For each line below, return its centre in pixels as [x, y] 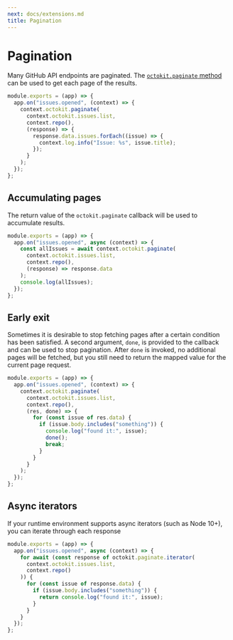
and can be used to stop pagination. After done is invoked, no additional [112, 350]
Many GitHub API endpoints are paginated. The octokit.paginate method [115, 76]
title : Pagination [34, 21]
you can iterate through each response [64, 531]
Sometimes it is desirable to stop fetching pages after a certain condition [114, 335]
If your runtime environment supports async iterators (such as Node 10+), [115, 523]
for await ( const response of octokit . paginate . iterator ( [108, 557]
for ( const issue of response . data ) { [83, 584]
